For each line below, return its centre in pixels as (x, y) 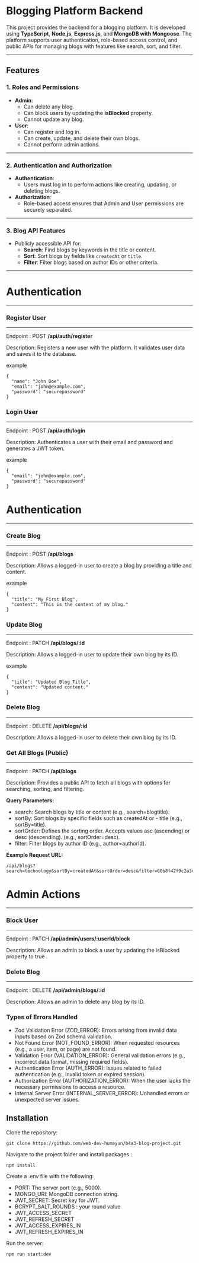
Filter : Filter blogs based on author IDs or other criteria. (91, 263)
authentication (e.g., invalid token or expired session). (80, 1074)
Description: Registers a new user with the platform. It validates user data (96, 347)
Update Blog (24, 624)
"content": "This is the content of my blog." (70, 604)
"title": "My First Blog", (45, 599)
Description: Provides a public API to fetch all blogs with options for (88, 782)
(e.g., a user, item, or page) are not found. (66, 1049)
